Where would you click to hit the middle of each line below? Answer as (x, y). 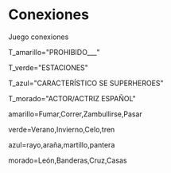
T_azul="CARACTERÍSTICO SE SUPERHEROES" (86, 83)
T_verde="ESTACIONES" (49, 67)
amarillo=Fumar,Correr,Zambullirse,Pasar (76, 114)
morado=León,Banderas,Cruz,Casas (68, 160)
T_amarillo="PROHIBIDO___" (54, 52)
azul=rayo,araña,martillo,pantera (62, 144)
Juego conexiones (39, 37)
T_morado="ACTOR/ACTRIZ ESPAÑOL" (72, 98)
